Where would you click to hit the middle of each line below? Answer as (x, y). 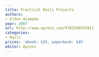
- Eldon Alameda (22, 19)
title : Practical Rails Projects (40, 10)
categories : (17, 33)
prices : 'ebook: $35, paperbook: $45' (45, 42)
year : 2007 (16, 24)
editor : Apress (21, 47)
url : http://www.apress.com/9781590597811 (49, 28)
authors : (14, 14)
